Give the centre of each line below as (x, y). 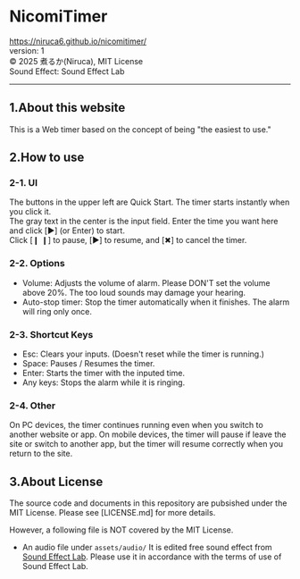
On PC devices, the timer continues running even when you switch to (136, 425)
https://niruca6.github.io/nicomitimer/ (78, 41)
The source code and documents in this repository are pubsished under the (148, 503)
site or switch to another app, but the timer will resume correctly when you (146, 444)
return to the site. (41, 454)
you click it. (30, 212)
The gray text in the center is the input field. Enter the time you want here (144, 222)
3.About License (56, 481)
